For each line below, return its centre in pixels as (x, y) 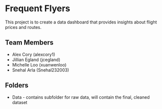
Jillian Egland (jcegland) (36, 60)
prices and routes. (23, 27)
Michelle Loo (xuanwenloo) (39, 65)
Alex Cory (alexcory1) (34, 54)
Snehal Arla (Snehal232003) (41, 70)
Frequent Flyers (38, 9)
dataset (20, 102)
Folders (17, 85)
